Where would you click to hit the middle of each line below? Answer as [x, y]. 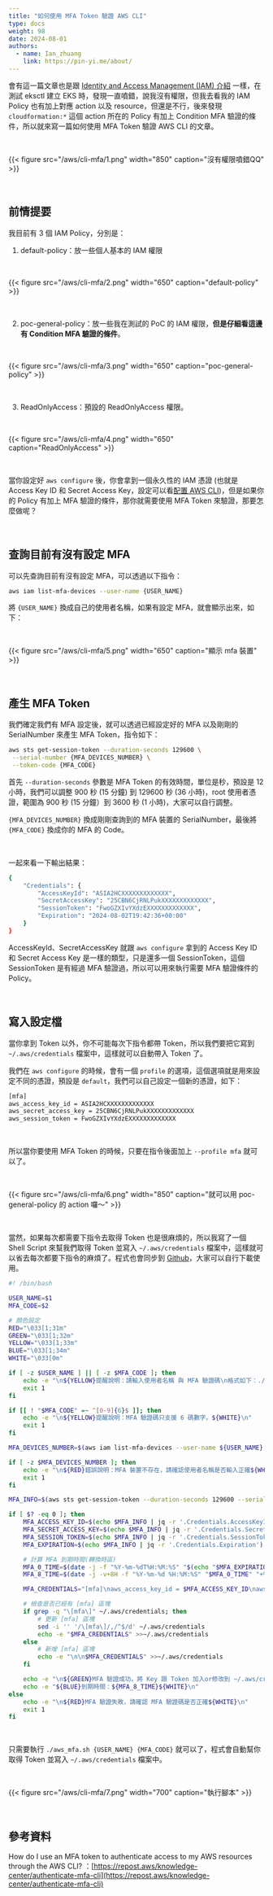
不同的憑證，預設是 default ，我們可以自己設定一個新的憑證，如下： [129, 1081]
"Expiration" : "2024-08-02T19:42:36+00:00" [112, 916]
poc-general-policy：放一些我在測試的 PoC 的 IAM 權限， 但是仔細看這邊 [141, 323]
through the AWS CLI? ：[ [52, 1866]
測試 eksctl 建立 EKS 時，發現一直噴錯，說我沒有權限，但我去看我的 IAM [129, 95]
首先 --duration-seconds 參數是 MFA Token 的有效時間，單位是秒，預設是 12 [136, 781]
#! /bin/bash [30, 1284]
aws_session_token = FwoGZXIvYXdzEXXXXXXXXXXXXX [92, 1119]
